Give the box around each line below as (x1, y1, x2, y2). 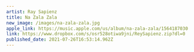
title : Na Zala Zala (6, 14, 58, 20)
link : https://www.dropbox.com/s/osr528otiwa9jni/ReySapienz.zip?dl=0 (6, 31, 186, 37)
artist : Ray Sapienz (6, 8, 58, 15)
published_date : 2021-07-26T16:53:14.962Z (6, 36, 113, 42)
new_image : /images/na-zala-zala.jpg (6, 20, 100, 26)
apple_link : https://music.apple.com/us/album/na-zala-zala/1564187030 (6, 25, 188, 32)
